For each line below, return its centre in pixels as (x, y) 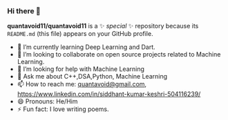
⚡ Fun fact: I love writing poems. (63, 109)
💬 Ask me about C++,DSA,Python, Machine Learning (92, 77)
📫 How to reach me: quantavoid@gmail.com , (82, 84)
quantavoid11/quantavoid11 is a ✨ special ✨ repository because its (103, 26)
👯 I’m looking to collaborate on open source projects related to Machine (119, 54)
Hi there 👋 (24, 11)
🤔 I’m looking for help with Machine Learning (81, 69)
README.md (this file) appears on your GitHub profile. (80, 34)
